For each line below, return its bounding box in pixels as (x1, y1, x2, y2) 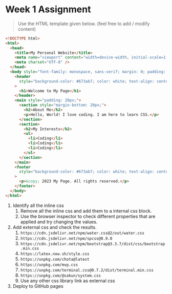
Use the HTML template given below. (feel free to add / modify (17, 20, 150, 27)
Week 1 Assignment (5, 4, 91, 15)
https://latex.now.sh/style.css (20, 251, 90, 257)
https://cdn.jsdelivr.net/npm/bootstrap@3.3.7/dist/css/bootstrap (20, 241, 165, 246)
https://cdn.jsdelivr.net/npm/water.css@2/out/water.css (20, 230, 145, 236)
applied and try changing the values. (20, 219, 98, 225)
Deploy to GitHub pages (12, 283, 64, 289)
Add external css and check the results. (12, 224, 97, 230)
